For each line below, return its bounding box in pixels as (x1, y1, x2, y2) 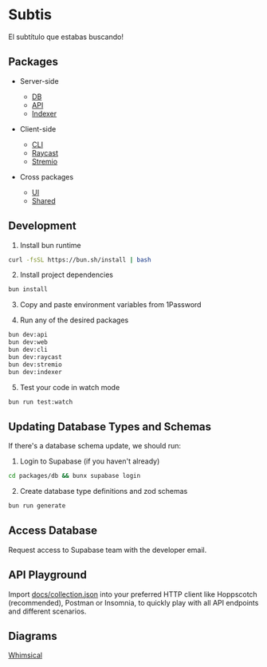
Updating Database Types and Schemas (8, 420, 212, 433)
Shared (31, 195, 56, 205)
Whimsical (8, 650, 42, 660)
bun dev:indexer (8, 368, 62, 376)
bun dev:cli (8, 345, 48, 354)
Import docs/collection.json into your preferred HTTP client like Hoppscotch (8, 589, 257, 599)
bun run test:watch (8, 397, 73, 406)
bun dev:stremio (8, 361, 62, 369)
